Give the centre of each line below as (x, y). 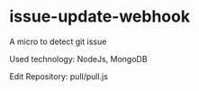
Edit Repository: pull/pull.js (59, 76)
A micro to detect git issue (58, 41)
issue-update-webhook (100, 17)
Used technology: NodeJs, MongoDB (78, 59)
